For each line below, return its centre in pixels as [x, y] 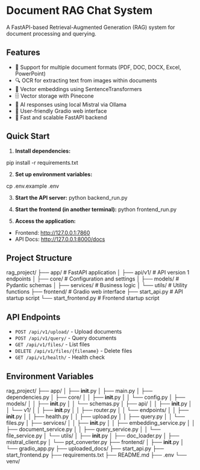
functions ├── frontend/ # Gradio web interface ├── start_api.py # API [95, 292]
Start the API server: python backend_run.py [71, 197]
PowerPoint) [30, 74]
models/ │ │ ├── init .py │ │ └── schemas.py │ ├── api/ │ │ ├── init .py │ [99, 404]
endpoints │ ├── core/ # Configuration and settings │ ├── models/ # [93, 279]
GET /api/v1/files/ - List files [52, 345]
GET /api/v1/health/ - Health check [60, 357]
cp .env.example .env [33, 186]
